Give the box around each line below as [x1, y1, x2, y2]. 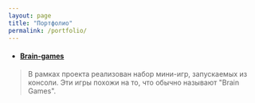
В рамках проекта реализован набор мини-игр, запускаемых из [27, 69, 248, 78]
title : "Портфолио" [8, 19, 73, 27]
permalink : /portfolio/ [8, 26, 88, 34]
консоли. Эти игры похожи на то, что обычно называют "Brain [27, 77, 240, 87]
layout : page [8, 11, 52, 20]
